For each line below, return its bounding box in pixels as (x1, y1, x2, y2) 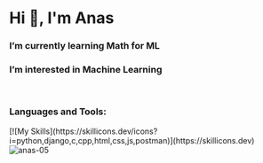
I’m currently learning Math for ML (9, 40, 160, 52)
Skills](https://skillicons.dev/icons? (30, 126, 158, 136)
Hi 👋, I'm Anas (9, 8, 115, 28)
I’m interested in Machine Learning (9, 64, 163, 76)
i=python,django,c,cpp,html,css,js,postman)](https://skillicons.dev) (9, 135, 255, 145)
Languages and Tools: (9, 105, 107, 118)
